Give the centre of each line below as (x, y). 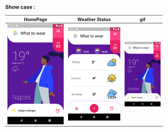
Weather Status (94, 19)
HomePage (35, 19)
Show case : (20, 7)
